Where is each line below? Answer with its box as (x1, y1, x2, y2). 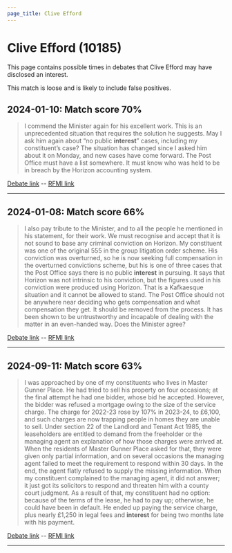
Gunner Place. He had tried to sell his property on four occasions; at (23, 386, 218, 394)
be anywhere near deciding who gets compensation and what (23, 298, 200, 307)
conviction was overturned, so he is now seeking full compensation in (23, 254, 223, 262)
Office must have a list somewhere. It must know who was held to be (23, 158, 220, 167)
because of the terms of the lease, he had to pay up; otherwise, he (23, 496, 214, 504)
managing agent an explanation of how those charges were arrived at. (23, 437, 224, 445)
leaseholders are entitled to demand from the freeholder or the (23, 430, 202, 438)
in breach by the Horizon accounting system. (23, 166, 153, 174)
